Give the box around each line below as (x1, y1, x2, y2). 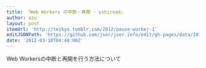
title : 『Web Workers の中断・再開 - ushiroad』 (6, 9, 126, 15)
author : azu (6, 15, 37, 21)
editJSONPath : (6, 32, 43, 38)
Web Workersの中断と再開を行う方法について (6, 55, 121, 62)
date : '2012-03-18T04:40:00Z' (6, 37, 84, 43)
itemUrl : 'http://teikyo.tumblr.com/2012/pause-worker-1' (6, 26, 158, 32)
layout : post (6, 20, 40, 26)
